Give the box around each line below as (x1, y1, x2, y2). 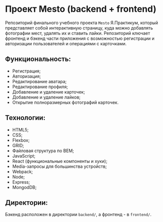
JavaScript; (12, 153, 36, 159)
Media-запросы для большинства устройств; (12, 163, 107, 169)
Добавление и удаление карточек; (12, 89, 85, 95)
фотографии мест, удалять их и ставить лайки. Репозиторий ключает (5, 30, 150, 36)
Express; (12, 179, 30, 185)
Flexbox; (12, 137, 30, 143)
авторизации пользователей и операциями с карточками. (5, 40, 127, 46)
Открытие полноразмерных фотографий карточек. (12, 99, 119, 105)
